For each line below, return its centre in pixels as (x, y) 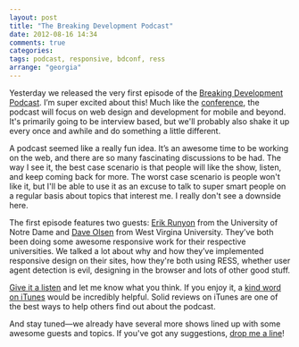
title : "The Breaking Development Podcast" (91, 26)
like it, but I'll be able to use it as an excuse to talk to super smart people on (148, 186)
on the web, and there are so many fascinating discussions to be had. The (145, 157)
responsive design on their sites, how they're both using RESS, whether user (150, 260)
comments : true (37, 42)
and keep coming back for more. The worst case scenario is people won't (145, 176)
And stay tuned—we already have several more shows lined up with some (145, 324)
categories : (31, 51)
